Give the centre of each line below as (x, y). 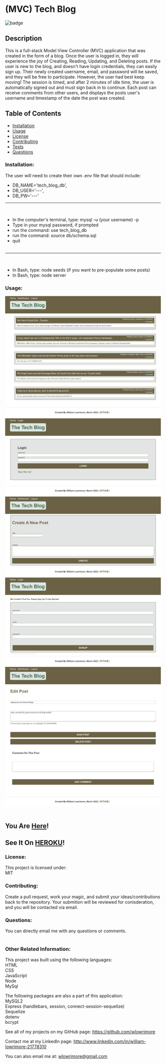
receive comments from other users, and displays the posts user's (73, 92)
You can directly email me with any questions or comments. (66, 931)
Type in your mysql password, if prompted (55, 225)
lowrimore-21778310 (26, 1047)
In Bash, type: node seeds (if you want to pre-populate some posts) (81, 270)
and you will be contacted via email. (41, 907)
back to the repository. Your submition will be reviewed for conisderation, (80, 902)
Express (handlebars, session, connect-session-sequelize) (65, 1006)
